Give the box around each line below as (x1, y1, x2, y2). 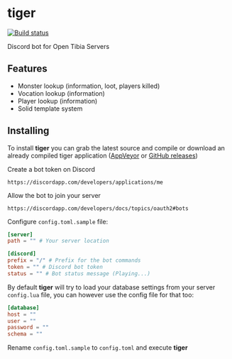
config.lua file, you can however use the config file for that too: (7, 290, 194, 299)
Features (7, 62, 48, 75)
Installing (7, 125, 50, 137)
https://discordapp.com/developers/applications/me (7, 179, 163, 186)
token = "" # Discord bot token (7, 264, 103, 271)
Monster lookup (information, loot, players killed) (17, 82, 160, 90)
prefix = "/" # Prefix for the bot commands (7, 257, 141, 264)
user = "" (7, 317, 37, 324)
